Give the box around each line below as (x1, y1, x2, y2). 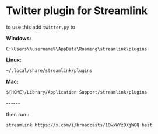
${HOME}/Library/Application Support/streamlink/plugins (6, 89, 148, 95)
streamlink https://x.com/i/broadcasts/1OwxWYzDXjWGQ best (6, 122, 153, 128)
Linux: (6, 56, 22, 63)
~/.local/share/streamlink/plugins (6, 67, 93, 74)
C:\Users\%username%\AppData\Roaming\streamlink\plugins (6, 46, 148, 52)
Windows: (6, 35, 31, 42)
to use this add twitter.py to (6, 23, 76, 30)
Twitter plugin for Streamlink (6, 4, 148, 18)
